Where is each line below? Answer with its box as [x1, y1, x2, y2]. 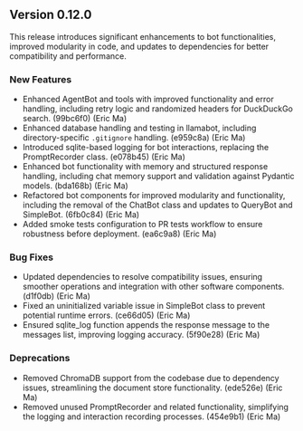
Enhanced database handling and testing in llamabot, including [22, 122, 257, 134]
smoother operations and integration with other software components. [22, 281, 285, 292]
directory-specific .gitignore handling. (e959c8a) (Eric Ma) [22, 132, 246, 143]
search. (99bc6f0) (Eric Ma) [22, 113, 128, 124]
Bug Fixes [9, 251, 54, 263]
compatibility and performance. [9, 50, 127, 62]
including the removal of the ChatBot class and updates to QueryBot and [22, 199, 293, 211]
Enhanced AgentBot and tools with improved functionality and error [22, 94, 274, 105]
